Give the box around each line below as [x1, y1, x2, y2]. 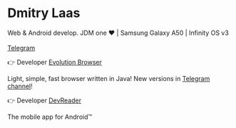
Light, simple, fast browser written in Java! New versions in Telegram [7, 74, 210, 82]
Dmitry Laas [7, 5, 81, 21]
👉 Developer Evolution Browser [7, 58, 102, 66]
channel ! [7, 82, 34, 90]
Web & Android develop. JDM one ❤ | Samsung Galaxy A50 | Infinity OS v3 [7, 28, 230, 37]
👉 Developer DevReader [7, 96, 82, 105]
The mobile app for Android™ [7, 112, 93, 121]
